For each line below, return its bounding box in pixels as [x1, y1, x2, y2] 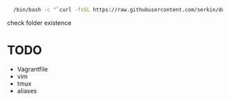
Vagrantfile [16, 65, 48, 73]
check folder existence [7, 18, 72, 27]
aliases [16, 86, 38, 95]
